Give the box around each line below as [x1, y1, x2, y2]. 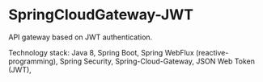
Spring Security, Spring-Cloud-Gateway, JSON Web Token [59, 56, 256, 66]
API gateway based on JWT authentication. [8, 32, 153, 42]
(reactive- [195, 47, 229, 57]
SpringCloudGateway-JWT [8, 6, 194, 24]
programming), [8, 56, 58, 66]
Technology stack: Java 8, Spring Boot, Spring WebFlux [8, 47, 194, 57]
